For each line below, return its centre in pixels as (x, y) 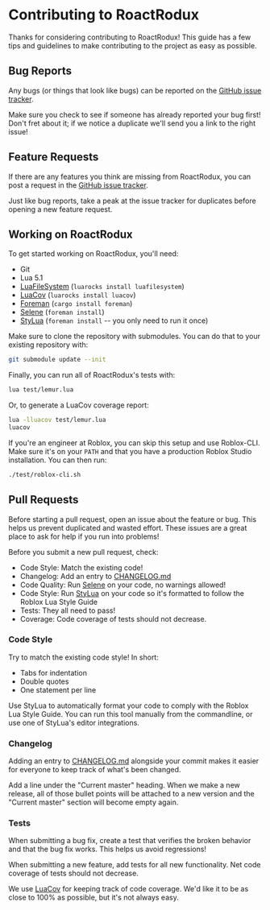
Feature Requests (54, 157)
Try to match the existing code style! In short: (83, 657)
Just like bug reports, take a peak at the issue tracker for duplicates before (132, 201)
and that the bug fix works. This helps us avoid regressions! (108, 849)
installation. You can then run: (58, 460)
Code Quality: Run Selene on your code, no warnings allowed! (123, 585)
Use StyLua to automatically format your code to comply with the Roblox (129, 705)
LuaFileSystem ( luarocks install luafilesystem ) (102, 287)
